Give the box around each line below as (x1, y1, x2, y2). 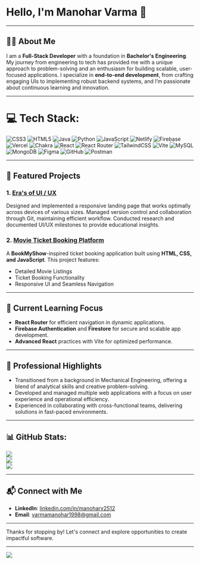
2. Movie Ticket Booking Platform (6, 236, 104, 244)
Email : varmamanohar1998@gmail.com (14, 511, 111, 518)
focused (6, 71, 27, 78)
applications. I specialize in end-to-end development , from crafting (27, 71, 194, 78)
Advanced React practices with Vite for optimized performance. (14, 338, 173, 345)
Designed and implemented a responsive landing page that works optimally (6, 202, 191, 209)
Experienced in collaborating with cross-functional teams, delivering (14, 402, 183, 409)
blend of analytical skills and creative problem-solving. (14, 383, 149, 390)
